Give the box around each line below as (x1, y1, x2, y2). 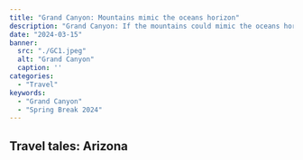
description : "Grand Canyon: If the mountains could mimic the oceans (9, 22, 280, 31)
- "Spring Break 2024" (17, 105, 103, 114)
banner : (9, 38, 39, 48)
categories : (9, 72, 54, 81)
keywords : (9, 88, 47, 97)
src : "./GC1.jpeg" (17, 47, 87, 56)
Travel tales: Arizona (9, 138, 129, 154)
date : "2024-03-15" (9, 30, 83, 39)
